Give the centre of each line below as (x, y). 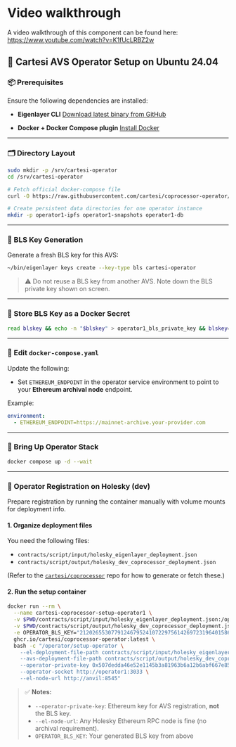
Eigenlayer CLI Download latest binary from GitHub (92, 114)
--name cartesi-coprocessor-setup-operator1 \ (83, 613)
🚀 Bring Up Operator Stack (53, 447)
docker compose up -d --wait (50, 461)
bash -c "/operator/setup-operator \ (69, 646)
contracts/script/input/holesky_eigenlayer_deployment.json (107, 555)
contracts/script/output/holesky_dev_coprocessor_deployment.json (117, 563)
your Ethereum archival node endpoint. (75, 389)
